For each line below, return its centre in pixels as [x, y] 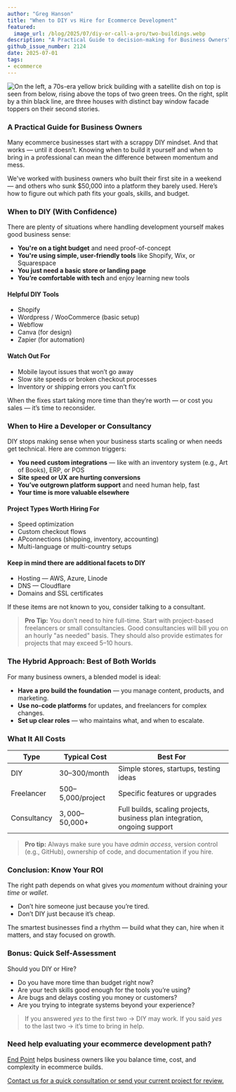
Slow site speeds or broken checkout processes [87, 379]
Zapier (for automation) [51, 340]
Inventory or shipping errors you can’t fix [77, 386]
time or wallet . [28, 893]
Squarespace [37, 263]
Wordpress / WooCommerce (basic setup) [79, 317]
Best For [171, 757]
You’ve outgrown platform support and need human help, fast [109, 485]
